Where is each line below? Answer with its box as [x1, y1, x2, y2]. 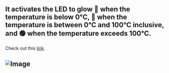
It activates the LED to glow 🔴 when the [5, 5, 131, 14]
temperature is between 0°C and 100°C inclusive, [5, 21, 164, 29]
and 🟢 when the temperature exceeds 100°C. [5, 29, 152, 38]
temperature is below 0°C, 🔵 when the [5, 13, 128, 22]
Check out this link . [5, 45, 46, 51]
